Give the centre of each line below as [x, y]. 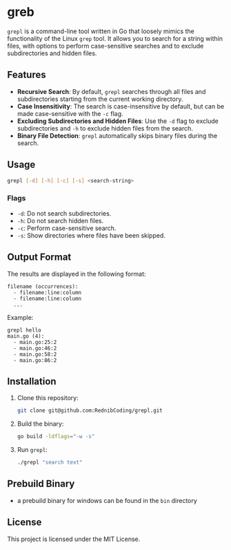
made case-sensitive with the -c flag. [70, 113]
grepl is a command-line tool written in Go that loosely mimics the [101, 31]
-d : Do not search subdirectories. [64, 213]
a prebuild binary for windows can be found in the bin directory [107, 500]
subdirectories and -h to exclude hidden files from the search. [105, 128]
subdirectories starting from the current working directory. [100, 99]
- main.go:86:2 [35, 360]
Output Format [39, 257]
